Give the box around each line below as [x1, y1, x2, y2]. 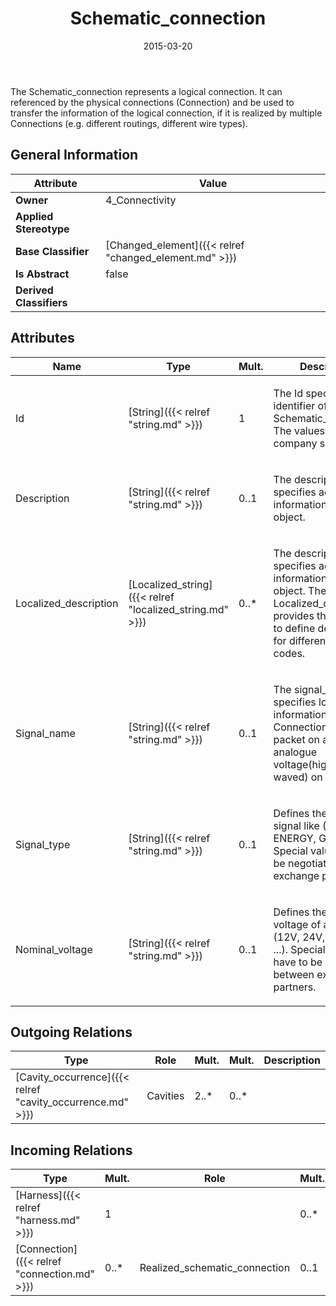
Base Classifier [15, 244, 90, 258]
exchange [273, 868, 320, 882]
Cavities [146, 1089, 185, 1103]
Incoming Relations [10, 1142, 133, 1159]
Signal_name [15, 726, 76, 740]
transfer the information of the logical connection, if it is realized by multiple [10, 107, 323, 119]
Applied [15, 209, 54, 223]
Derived [15, 283, 54, 297]
